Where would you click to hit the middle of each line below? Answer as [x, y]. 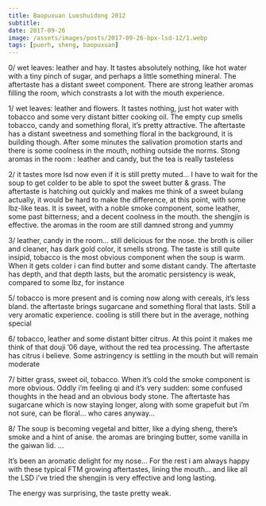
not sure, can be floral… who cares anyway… [81, 413]
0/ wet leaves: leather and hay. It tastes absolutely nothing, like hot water [128, 68]
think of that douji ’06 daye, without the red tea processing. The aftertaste [129, 347]
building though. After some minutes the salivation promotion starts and [125, 142]
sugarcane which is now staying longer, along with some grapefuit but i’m [129, 405]
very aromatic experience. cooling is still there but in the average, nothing [129, 315]
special [20, 323]
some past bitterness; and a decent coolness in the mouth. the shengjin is [129, 217]
